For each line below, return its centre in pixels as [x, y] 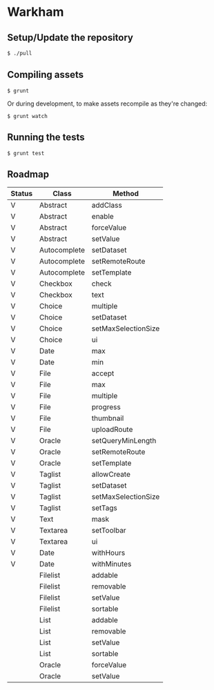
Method [126, 194]
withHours [108, 553]
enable [103, 217]
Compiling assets [46, 75]
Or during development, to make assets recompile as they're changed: [107, 103]
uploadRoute [112, 430]
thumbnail [108, 418]
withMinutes [111, 564]
